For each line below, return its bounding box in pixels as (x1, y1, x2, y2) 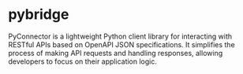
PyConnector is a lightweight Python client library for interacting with (8, 31, 233, 41)
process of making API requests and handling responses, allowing (8, 48, 223, 57)
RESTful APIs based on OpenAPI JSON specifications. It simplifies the (8, 39, 235, 49)
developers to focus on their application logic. (8, 57, 158, 66)
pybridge (8, 6, 69, 24)
